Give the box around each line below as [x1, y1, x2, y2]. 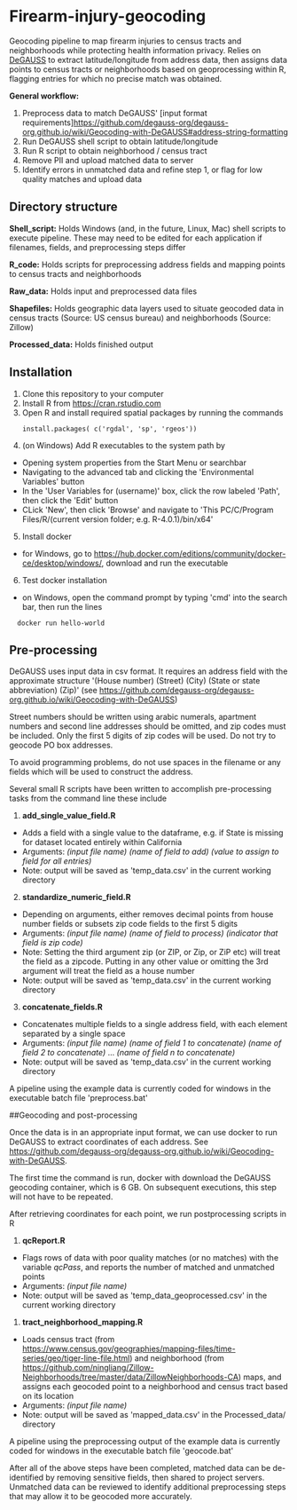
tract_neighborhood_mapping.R [21, 1316, 144, 1328]
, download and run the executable [101, 557, 229, 568]
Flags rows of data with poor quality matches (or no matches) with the [21, 1253, 279, 1263]
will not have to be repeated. [9, 1191, 113, 1202]
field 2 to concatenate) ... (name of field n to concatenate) [21, 1048, 236, 1058]
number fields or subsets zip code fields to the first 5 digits [21, 919, 238, 929]
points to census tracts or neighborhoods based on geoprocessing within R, [9, 64, 286, 75]
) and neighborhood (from [129, 1353, 224, 1364]
